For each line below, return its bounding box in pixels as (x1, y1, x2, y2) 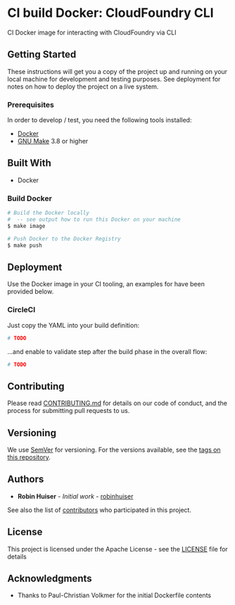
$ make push (7, 241, 42, 249)
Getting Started (7, 49, 77, 60)
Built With (7, 157, 51, 170)
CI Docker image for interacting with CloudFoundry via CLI (7, 28, 177, 37)
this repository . (7, 453, 51, 461)
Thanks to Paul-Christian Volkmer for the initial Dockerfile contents (17, 591, 212, 599)
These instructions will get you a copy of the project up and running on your (7, 67, 227, 75)
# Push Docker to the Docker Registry (7, 235, 121, 242)
